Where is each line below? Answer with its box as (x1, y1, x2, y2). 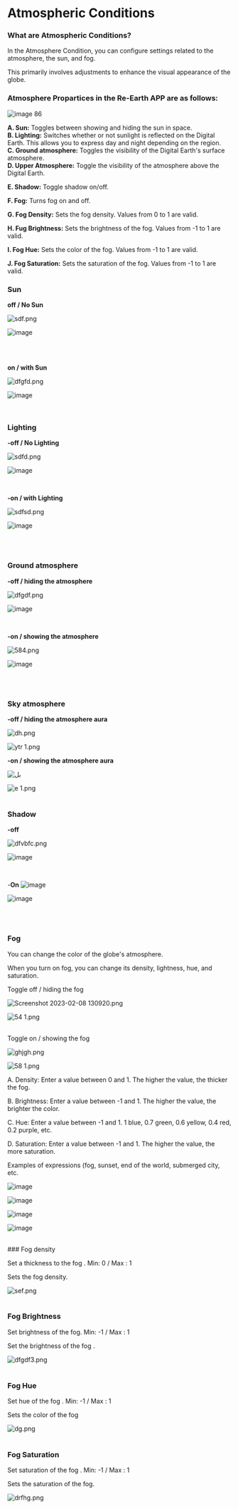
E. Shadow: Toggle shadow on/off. (7, 182, 109, 191)
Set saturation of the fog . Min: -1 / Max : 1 (7, 1466, 130, 1475)
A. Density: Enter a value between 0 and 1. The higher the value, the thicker (7, 1075, 228, 1084)
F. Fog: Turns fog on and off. (7, 196, 91, 204)
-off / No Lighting (7, 439, 60, 447)
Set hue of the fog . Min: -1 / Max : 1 (7, 1397, 112, 1406)
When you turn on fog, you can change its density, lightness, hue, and (7, 964, 212, 972)
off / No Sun (7, 301, 44, 309)
